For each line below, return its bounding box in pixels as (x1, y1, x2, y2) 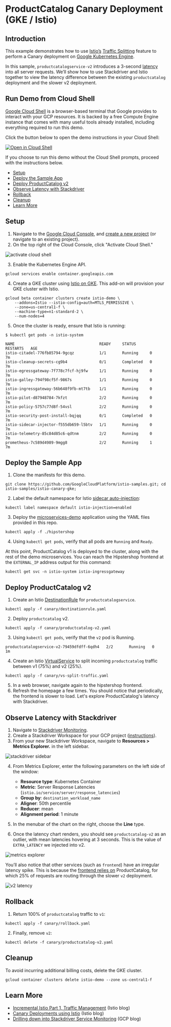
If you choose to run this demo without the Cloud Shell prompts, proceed (5, 154, 159, 160)
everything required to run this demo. (5, 124, 84, 131)
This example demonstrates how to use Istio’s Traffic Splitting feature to (5, 48, 157, 54)
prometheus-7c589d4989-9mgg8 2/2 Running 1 (5, 440, 153, 445)
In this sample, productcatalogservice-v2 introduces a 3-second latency (5, 64, 158, 69)
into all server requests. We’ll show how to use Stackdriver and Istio (5, 69, 148, 75)
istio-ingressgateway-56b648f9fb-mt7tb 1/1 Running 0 (5, 386, 153, 391)
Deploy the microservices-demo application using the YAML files (12, 514, 150, 520)
